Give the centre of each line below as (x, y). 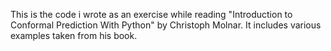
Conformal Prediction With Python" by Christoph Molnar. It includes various (166, 25)
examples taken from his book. (74, 35)
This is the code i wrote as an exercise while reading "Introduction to (151, 14)
